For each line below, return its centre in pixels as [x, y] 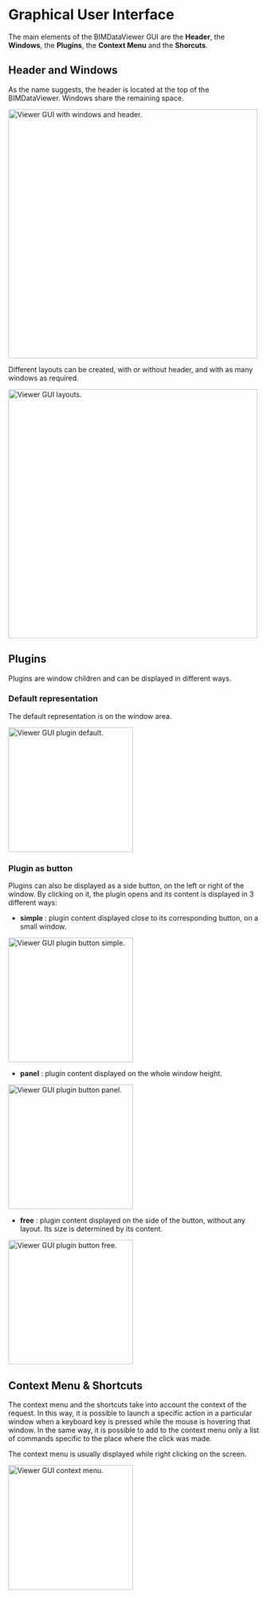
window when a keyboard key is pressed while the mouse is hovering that [130, 1421]
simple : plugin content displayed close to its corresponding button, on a [139, 918]
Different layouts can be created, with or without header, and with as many [131, 369]
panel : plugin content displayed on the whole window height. [121, 1074]
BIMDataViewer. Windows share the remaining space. [96, 98]
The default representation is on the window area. [90, 716]
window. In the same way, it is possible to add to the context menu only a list [134, 1430]
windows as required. [44, 378]
